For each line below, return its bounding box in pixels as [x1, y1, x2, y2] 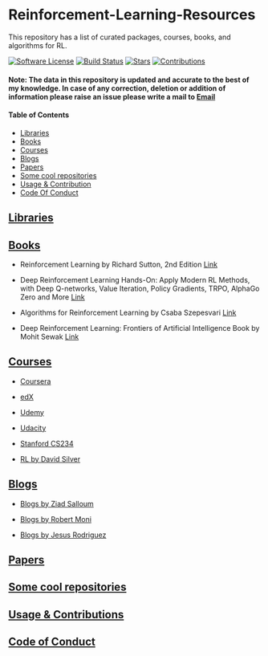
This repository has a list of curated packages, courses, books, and [8, 32, 231, 42]
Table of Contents [8, 110, 70, 120]
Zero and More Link [19, 291, 86, 302]
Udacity [19, 423, 47, 433]
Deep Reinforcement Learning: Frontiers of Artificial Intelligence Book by [19, 323, 260, 332]
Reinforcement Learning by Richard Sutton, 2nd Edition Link [19, 259, 218, 269]
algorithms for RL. [8, 40, 67, 50]
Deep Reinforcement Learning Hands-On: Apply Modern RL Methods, [19, 275, 250, 284]
